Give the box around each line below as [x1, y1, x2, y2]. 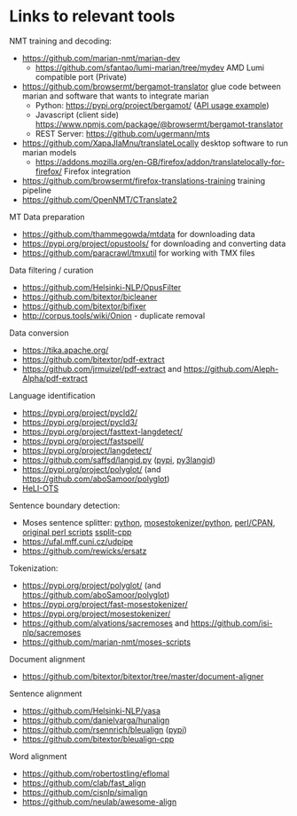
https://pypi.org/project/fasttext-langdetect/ [21, 426, 184, 437]
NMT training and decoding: [9, 36, 113, 46]
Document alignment [9, 654, 86, 664]
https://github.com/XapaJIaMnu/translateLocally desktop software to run [21, 138, 288, 148]
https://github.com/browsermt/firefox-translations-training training [21, 175, 266, 186]
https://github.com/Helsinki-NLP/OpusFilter [21, 281, 182, 292]
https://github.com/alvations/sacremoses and [21, 617, 189, 628]
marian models [21, 147, 77, 157]
